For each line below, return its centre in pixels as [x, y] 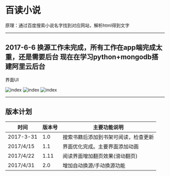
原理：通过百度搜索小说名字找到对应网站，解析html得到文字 [68, 25]
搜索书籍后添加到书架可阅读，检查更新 [108, 137]
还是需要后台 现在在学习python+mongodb [85, 57]
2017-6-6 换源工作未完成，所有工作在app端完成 [80, 48]
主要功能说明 [108, 127]
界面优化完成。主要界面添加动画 [101, 146]
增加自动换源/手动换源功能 [94, 165]
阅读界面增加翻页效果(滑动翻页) [100, 156]
